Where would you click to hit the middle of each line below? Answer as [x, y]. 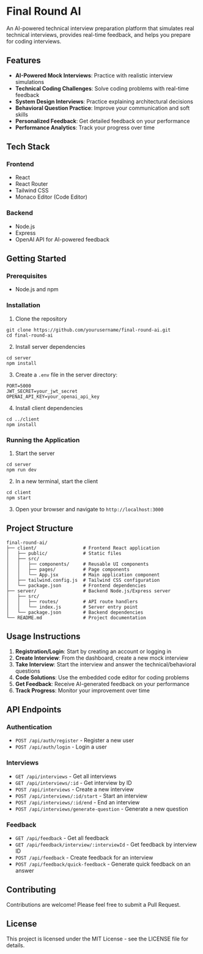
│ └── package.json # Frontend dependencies [76, 586]
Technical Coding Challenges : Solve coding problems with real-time [102, 88]
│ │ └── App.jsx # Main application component [83, 574]
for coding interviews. [34, 41]
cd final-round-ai [30, 335]
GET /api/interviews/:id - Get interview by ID [74, 782]
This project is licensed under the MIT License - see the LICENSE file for [97, 939]
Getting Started [36, 259]
